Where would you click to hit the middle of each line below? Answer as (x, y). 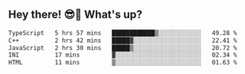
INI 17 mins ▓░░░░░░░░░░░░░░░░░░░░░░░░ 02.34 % (123, 55)
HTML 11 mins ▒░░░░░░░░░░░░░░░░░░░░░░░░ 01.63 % (123, 63)
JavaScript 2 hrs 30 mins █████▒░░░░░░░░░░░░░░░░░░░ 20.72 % (123, 48)
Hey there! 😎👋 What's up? (75, 15)
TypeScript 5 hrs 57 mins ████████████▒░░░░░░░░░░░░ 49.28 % (123, 33)
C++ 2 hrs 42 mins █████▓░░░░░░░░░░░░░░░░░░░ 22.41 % (123, 41)
